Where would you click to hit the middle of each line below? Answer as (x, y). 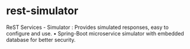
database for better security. (41, 40)
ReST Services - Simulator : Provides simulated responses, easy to (87, 27)
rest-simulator (42, 11)
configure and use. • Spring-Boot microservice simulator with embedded (95, 33)
